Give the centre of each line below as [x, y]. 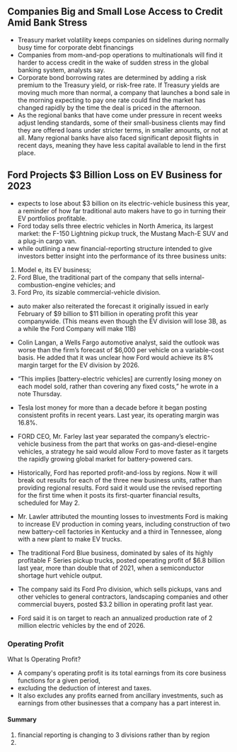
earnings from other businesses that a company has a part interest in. [119, 703]
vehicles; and [96, 285]
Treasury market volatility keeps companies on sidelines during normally [123, 40]
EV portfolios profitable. [52, 218]
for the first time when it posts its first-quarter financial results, [109, 495]
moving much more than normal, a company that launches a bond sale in [124, 92]
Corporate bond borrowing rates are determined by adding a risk [112, 77]
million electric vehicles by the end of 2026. [81, 625]
